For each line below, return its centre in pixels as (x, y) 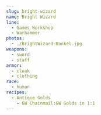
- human (21, 87)
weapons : (17, 49)
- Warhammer (26, 33)
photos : (15, 38)
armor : (14, 65)
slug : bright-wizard (31, 11)
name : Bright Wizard (31, 17)
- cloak (21, 71)
